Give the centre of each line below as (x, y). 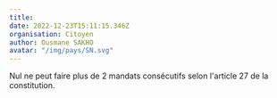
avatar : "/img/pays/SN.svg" (62, 51)
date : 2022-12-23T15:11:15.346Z (69, 26)
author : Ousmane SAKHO (51, 42)
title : (21, 17)
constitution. (32, 86)
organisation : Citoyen (51, 34)
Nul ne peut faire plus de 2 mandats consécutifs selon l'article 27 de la (139, 76)
